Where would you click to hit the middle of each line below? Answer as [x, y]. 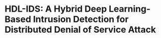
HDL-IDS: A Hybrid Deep [56, 9]
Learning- [130, 9]
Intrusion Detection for [81, 19]
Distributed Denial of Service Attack [80, 30]
